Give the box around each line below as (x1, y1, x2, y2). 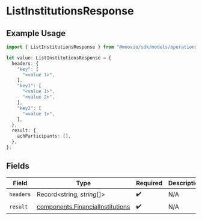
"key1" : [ (17, 83, 42, 89)
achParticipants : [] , (17, 133, 71, 139)
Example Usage (6, 28, 66, 38)
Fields (6, 161, 30, 171)
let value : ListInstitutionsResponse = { (6, 55, 112, 61)
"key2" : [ (17, 105, 42, 111)
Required (136, 179, 163, 187)
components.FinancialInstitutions (37, 203, 130, 211)
